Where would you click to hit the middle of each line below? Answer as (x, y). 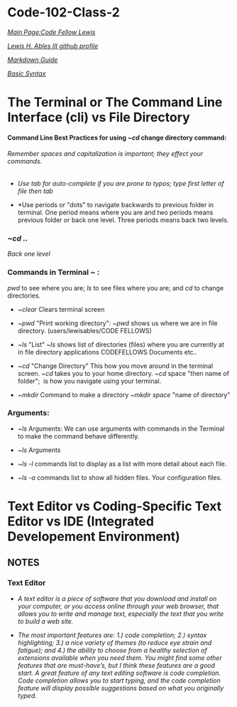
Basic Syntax (27, 73)
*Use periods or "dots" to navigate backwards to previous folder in (116, 204)
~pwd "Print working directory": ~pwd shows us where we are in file (117, 323)
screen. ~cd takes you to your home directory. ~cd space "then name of (123, 373)
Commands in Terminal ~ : (54, 273)
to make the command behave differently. (78, 436)
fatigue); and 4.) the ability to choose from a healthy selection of (112, 650)
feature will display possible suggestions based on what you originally (121, 688)
